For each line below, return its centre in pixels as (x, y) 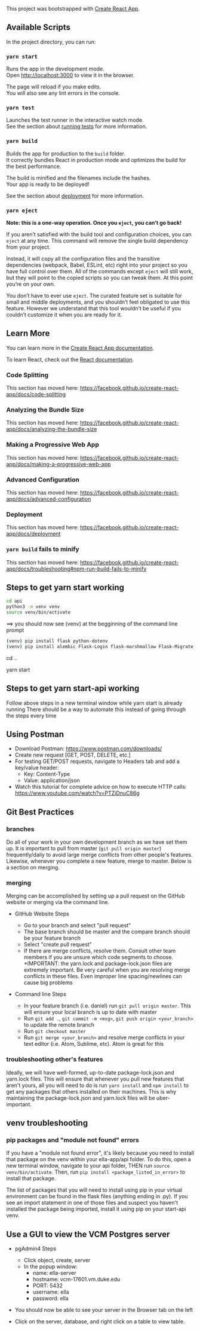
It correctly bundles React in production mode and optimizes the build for (96, 160)
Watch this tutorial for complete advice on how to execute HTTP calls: (101, 787)
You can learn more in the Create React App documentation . (80, 348)
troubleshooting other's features (55, 1060)
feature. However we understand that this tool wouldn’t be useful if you (93, 308)
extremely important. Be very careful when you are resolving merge (107, 970)
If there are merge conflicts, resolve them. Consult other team (100, 951)
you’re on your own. (31, 284)
